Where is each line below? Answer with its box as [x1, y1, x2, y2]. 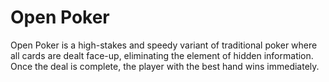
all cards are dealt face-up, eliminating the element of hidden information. [10, 49, 314, 61]
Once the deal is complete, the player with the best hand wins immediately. [10, 60, 320, 72]
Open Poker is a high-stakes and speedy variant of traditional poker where [10, 39, 318, 51]
